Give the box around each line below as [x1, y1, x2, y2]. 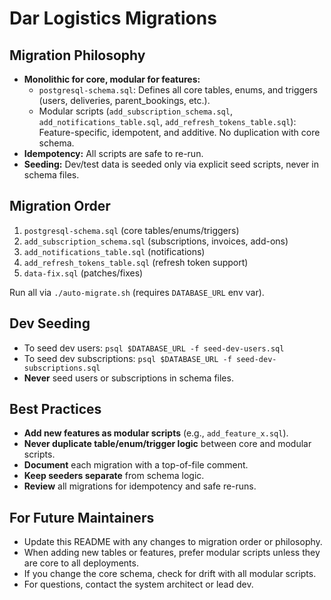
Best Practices [9, 401, 102, 418]
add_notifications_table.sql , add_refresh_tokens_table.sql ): [38, 116, 297, 127]
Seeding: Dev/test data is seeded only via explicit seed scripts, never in [23, 158, 319, 170]
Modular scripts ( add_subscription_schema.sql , [38, 105, 233, 117]
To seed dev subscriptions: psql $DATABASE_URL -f [23, 352, 232, 364]
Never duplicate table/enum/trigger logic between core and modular [23, 438, 312, 450]
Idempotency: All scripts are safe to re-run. [23, 148, 204, 159]
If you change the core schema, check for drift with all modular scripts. [23, 568, 317, 580]
